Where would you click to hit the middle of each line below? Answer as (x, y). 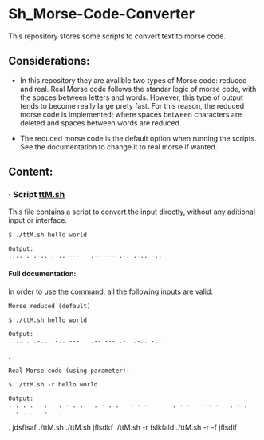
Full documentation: (42, 274)
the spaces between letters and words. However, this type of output (131, 97)
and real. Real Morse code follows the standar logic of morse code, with (138, 89)
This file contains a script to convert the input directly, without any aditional (132, 212)
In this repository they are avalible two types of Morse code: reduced (133, 80)
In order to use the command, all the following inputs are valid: (111, 291)
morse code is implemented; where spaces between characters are (131, 114)
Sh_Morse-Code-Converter (102, 14)
